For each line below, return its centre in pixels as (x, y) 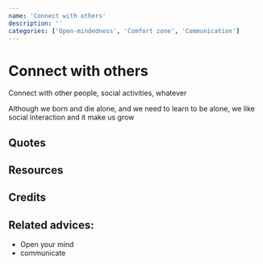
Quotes (27, 142)
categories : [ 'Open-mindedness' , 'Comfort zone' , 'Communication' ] (124, 31)
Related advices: (51, 225)
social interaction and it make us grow (71, 117)
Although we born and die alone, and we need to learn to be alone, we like (132, 109)
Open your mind (47, 245)
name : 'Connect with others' (57, 16)
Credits (27, 197)
